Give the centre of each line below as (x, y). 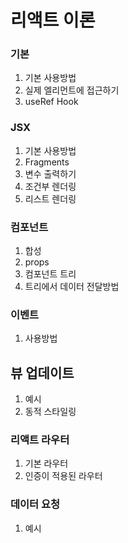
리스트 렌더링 (50, 198)
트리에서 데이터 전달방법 (72, 287)
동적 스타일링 (50, 412)
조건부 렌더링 (50, 186)
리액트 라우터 (40, 440)
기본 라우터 (46, 463)
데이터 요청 (35, 504)
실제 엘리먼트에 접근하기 (72, 90)
